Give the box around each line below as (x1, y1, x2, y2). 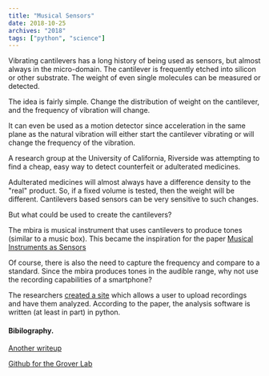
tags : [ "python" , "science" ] (8, 34, 106, 42)
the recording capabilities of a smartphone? (8, 275, 152, 285)
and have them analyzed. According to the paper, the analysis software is (8, 299, 251, 309)
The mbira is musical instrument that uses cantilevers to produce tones (8, 226, 243, 235)
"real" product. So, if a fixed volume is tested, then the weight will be (8, 186, 235, 196)
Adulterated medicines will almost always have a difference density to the (8, 178, 251, 187)
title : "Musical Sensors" (8, 11, 94, 20)
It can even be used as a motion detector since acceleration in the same (8, 121, 246, 130)
